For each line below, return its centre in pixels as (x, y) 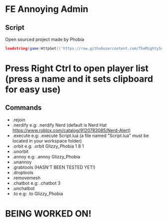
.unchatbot (23, 188)
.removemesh (26, 178)
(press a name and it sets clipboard (79, 79)
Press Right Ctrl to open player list (77, 69)
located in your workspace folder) (47, 141)
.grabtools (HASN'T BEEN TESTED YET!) (54, 167)
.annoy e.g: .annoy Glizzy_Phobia (46, 156)
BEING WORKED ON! (48, 214)
